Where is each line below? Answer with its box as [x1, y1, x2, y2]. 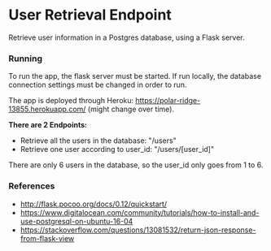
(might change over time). [87, 104, 175, 115]
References [8, 180, 55, 192]
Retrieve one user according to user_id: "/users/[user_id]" [20, 145, 214, 154]
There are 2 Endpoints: [8, 120, 88, 130]
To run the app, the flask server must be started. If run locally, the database [8, 71, 262, 81]
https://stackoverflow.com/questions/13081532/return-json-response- [20, 225, 256, 235]
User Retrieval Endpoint [8, 6, 173, 24]
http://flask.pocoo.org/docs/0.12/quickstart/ [20, 199, 168, 209]
